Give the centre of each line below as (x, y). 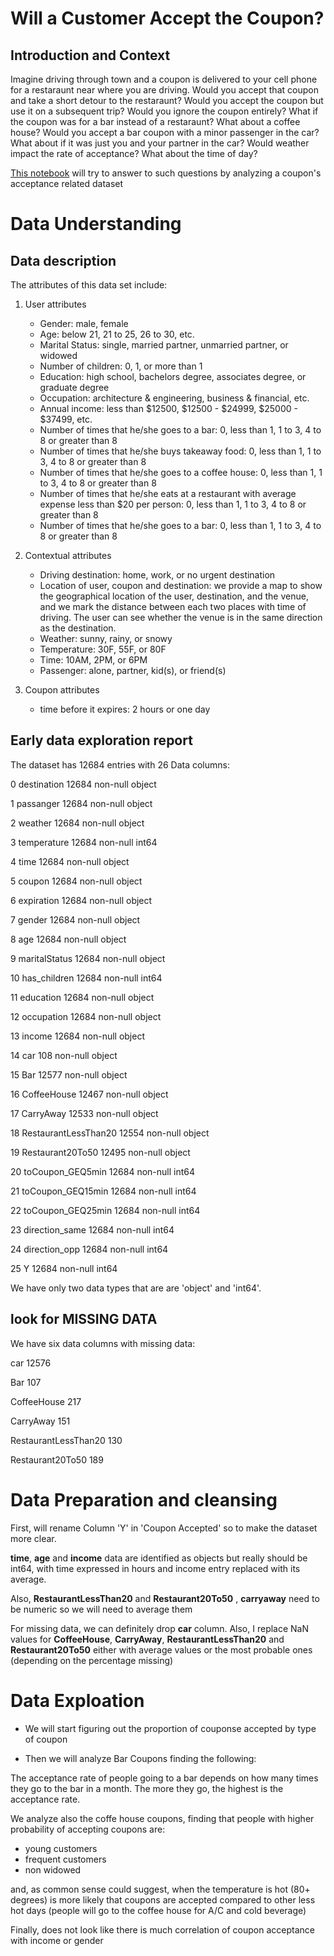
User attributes (55, 304)
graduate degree (74, 387)
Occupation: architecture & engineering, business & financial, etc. (174, 398)
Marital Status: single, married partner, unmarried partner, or (164, 345)
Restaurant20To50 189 (57, 1459)
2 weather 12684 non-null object (77, 823)
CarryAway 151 (40, 1421)
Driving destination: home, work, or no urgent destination (157, 575)
